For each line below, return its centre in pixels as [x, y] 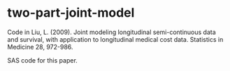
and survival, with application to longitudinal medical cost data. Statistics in [115, 39]
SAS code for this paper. [43, 60]
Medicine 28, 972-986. [40, 47]
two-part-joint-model [71, 13]
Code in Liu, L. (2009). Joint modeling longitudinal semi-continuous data [112, 32]
